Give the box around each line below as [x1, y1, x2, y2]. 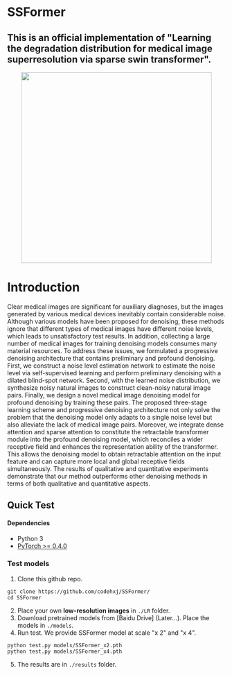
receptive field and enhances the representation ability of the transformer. [7, 442, 218, 451]
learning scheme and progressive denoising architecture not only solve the [7, 405, 221, 413]
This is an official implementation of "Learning [7, 32, 212, 44]
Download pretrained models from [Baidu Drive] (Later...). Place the [17, 613, 210, 622]
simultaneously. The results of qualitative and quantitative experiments [7, 464, 209, 472]
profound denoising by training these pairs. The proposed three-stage [7, 398, 208, 407]
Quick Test [7, 499, 55, 511]
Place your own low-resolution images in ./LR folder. [17, 606, 170, 615]
